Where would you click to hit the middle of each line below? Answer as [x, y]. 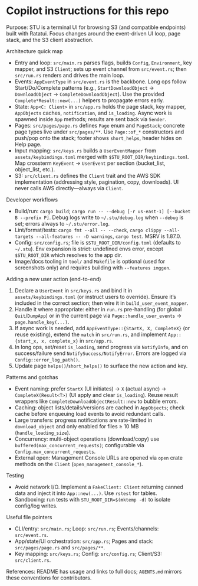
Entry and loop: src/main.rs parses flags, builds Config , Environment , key [103, 63]
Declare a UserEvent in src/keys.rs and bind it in [73, 290]
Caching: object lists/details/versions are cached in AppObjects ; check [100, 407]
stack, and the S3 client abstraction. [50, 40]
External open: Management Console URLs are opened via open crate [98, 458]
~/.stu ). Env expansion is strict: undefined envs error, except [89, 249]
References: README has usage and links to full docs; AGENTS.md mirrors [94, 571]
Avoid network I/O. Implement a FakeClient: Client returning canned [99, 487]
